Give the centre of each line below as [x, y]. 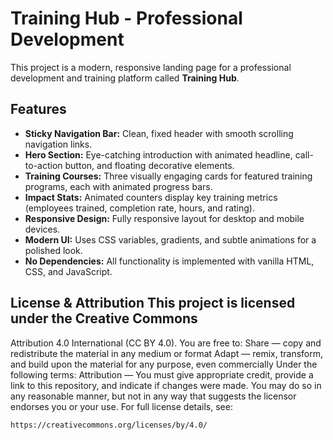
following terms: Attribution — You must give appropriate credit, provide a [162, 374]
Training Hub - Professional [126, 18]
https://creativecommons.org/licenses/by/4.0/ [109, 425]
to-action [43, 165]
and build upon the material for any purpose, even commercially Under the [164, 364]
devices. [42, 229]
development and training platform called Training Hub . [125, 78]
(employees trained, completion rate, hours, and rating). [139, 208]
